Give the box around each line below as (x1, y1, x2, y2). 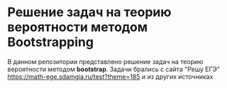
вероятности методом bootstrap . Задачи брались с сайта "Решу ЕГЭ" (7, 65, 220, 73)
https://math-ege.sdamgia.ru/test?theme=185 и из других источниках (7, 72, 214, 81)
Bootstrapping (7, 34, 94, 50)
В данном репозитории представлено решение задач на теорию (7, 57, 204, 65)
